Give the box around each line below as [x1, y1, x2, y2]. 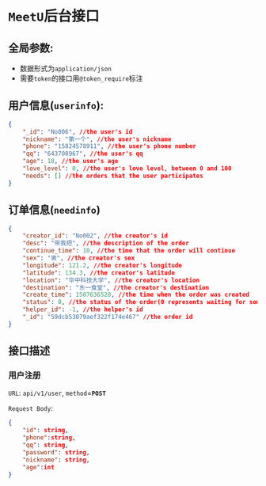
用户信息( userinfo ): [8, 99, 104, 112]
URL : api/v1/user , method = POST [8, 389, 107, 398]
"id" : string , [22, 427, 69, 435]
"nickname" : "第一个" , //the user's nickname [22, 135, 172, 143]
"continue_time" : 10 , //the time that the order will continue [22, 247, 236, 255]
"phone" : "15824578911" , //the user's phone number [22, 142, 196, 150]
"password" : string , [22, 448, 90, 456]
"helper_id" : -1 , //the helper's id [22, 306, 144, 313]
